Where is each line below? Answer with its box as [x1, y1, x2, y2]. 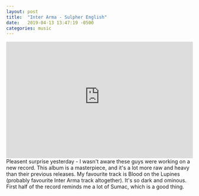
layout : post [6, 8, 38, 15]
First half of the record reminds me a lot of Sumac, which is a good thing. [6, 183, 185, 190]
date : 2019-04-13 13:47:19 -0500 [6, 20, 94, 25]
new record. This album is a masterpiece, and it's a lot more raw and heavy [6, 164, 190, 172]
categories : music [6, 25, 52, 31]
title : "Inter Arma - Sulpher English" [6, 14, 108, 20]
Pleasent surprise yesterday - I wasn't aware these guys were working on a [6, 158, 191, 165]
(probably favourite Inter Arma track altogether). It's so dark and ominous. [6, 177, 187, 184]
